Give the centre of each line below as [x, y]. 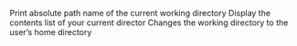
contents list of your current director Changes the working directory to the [149, 23]
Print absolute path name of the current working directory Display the [140, 13]
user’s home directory [51, 32]
